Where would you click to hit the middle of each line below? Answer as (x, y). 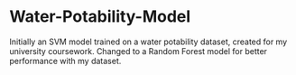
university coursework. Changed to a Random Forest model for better (139, 51)
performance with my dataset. (65, 61)
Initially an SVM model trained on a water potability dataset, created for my (148, 42)
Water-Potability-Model (100, 17)
